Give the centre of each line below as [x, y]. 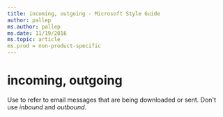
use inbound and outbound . [47, 107]
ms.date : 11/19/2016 [37, 33]
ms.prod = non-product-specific [54, 46]
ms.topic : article [34, 40]
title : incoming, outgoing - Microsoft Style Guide [84, 14]
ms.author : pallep [34, 26]
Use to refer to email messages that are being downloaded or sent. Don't [112, 100]
